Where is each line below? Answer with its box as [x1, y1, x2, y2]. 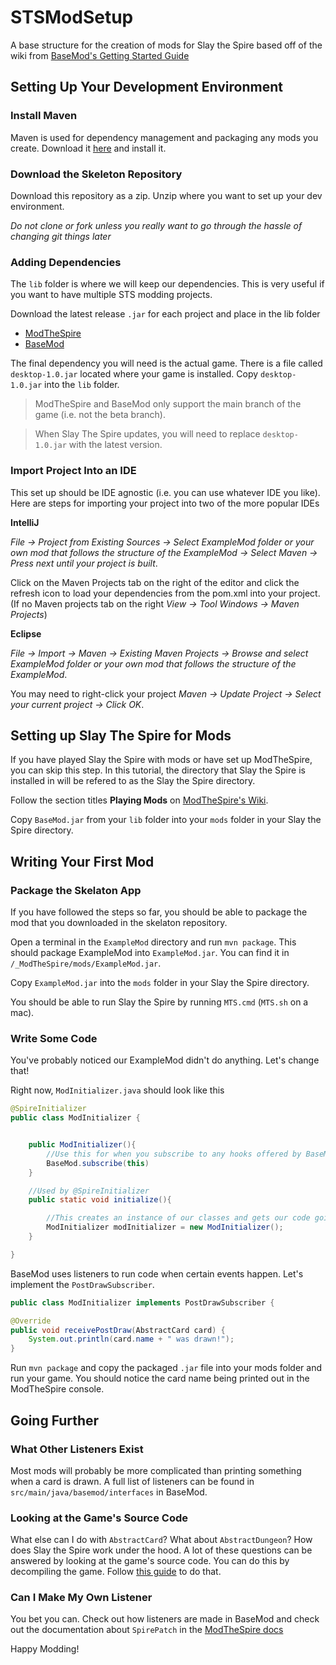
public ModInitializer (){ [28, 1140, 137, 1150]
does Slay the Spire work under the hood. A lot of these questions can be [10, 1544, 313, 1556]
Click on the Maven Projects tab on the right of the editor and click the [10, 576, 300, 588]
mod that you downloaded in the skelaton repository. [10, 917, 228, 929]
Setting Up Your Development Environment [10, 79, 283, 96]
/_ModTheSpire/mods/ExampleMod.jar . [10, 957, 162, 970]
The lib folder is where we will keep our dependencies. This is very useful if [10, 278, 325, 290]
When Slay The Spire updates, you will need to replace [34, 428, 261, 440]
